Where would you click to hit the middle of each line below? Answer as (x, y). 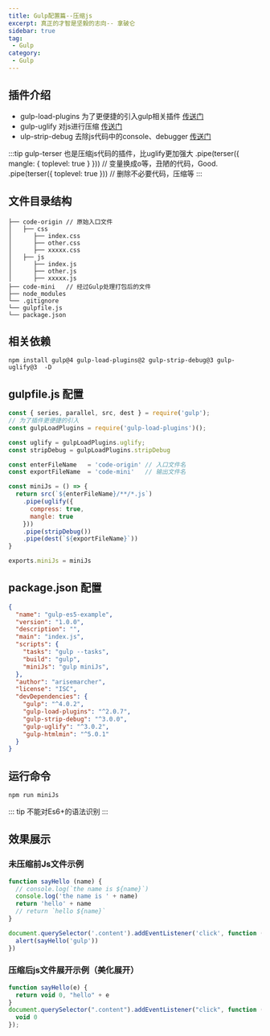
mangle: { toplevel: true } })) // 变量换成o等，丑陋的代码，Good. (113, 163)
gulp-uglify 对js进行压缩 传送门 (71, 126)
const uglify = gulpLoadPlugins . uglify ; (77, 442)
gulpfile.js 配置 (46, 394)
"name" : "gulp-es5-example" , (64, 615)
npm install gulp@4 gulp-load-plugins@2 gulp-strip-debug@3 (111, 360)
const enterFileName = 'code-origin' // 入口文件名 (97, 465)
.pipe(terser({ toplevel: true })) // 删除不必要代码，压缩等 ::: (105, 173)
